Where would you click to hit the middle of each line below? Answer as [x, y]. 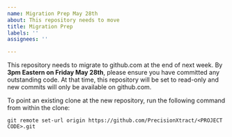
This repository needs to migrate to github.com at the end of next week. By [115, 65]
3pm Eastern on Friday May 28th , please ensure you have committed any [114, 73]
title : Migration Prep [40, 26]
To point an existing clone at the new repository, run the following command [116, 100]
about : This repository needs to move [63, 20]
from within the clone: [39, 108]
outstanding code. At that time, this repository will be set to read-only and [113, 80]
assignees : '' [28, 39]
